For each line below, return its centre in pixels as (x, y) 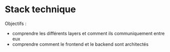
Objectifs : (16, 23)
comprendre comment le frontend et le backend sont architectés (80, 44)
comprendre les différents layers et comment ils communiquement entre (88, 33)
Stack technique (40, 9)
